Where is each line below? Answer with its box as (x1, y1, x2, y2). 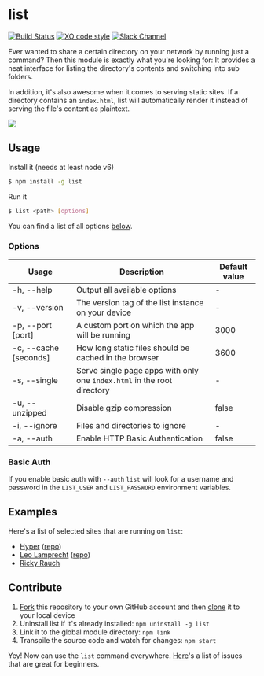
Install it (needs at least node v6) (8, 162, 114, 172)
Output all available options (75, 284, 177, 295)
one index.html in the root (75, 375, 173, 386)
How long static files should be (75, 342, 190, 353)
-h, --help (12, 284, 53, 295)
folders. (8, 72, 33, 81)
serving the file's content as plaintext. (8, 104, 130, 113)
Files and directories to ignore (75, 419, 186, 430)
